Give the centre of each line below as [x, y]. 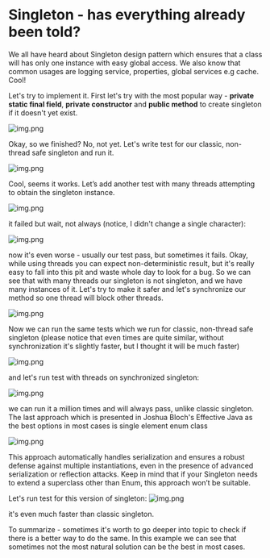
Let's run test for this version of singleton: [78, 498]
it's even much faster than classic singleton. [81, 514]
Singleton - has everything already [127, 15]
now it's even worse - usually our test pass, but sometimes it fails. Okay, [128, 255]
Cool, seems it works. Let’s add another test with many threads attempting [132, 184]
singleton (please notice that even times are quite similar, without [116, 337]
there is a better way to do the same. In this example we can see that [123, 538]
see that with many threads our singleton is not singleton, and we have [126, 281]
